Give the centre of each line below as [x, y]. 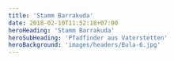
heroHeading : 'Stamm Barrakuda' [61, 30]
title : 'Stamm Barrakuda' [51, 15]
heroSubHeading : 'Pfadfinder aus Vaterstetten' [88, 38]
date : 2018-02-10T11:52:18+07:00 [63, 23]
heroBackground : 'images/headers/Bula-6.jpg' [84, 45]
